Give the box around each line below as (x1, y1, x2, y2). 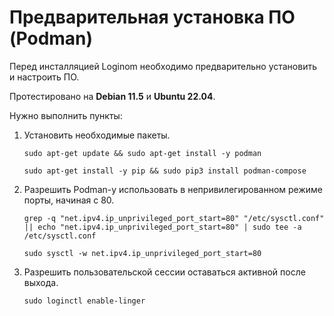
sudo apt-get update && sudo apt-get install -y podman (23, 148, 262, 158)
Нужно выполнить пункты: (9, 109, 123, 121)
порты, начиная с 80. (23, 194, 115, 206)
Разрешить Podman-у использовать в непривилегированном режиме (23, 183, 324, 195)
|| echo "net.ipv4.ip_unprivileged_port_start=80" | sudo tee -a (23, 222, 302, 232)
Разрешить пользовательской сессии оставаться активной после (23, 266, 306, 278)
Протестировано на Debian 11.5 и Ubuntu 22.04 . (9, 90, 216, 102)
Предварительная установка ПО (9, 6, 296, 29)
